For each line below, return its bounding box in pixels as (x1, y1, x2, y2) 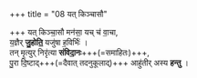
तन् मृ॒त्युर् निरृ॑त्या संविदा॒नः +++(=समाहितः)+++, (9, 47, 150, 58)
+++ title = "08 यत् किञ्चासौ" (9, 9, 108, 19)
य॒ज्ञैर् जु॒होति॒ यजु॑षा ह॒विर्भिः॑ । (9, 37, 88, 47)
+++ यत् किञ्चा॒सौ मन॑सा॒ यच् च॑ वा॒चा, (9, 27, 119, 37)
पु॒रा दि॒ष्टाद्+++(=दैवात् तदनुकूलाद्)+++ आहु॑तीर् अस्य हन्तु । (9, 57, 189, 68)
